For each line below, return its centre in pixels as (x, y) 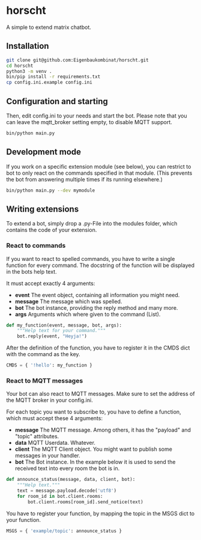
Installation (28, 46)
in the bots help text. (31, 271)
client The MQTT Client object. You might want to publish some (94, 449)
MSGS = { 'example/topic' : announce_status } (64, 531)
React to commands (36, 246)
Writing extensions (43, 209)
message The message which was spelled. (68, 301)
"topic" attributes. (37, 436)
